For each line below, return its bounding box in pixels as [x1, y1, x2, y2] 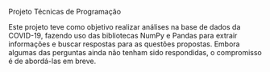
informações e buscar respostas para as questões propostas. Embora [8, 39, 240, 49]
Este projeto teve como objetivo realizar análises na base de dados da [8, 22, 241, 31]
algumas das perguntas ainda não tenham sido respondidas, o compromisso [8, 48, 262, 57]
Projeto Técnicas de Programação [8, 7, 122, 16]
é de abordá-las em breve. [8, 56, 97, 66]
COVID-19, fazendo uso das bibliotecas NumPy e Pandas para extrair [8, 31, 238, 40]
